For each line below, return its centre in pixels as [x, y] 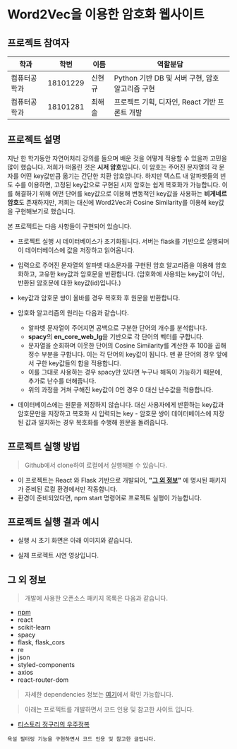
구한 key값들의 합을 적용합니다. [78, 363]
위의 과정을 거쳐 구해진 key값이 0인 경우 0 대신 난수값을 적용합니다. [121, 389]
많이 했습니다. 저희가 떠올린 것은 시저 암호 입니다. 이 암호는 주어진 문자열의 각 [112, 167]
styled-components [46, 665]
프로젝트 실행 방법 [44, 447]
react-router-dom [43, 680]
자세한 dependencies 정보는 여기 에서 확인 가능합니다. [99, 695]
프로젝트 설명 [34, 140]
